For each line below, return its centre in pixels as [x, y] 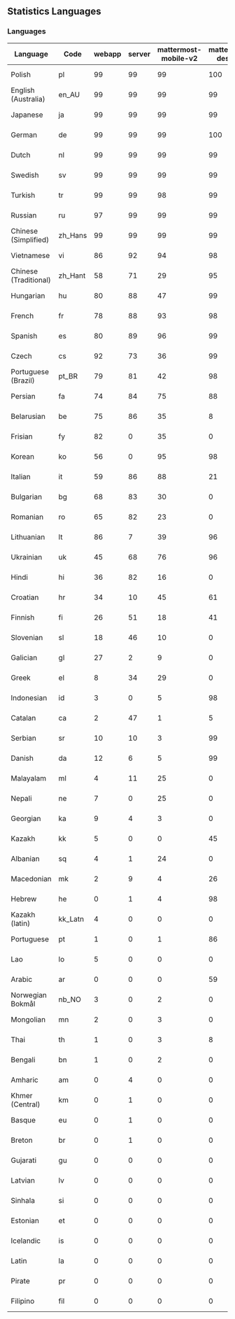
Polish [21, 74]
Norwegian [29, 994]
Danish [22, 758]
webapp [107, 54]
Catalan [23, 718]
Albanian [25, 858]
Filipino [23, 1301]
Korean [23, 456]
